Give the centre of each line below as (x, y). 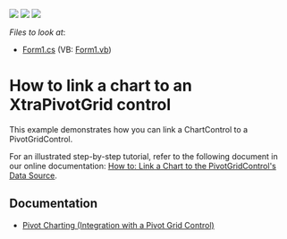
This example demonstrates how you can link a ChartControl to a (129, 129)
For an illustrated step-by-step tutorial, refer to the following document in (144, 156)
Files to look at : (38, 32)
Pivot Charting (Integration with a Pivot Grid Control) (118, 225)
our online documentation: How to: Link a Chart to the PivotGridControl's (143, 166)
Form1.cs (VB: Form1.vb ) (67, 50)
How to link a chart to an (101, 86)
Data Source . (34, 175)
